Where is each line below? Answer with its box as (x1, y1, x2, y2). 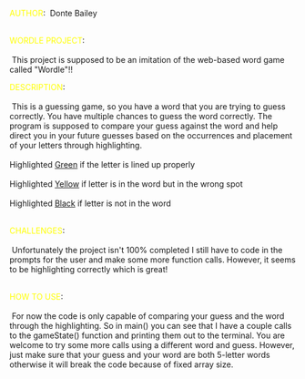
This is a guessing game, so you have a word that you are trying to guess (11, 101, 286, 112)
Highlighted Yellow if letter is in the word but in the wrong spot (9, 179, 243, 189)
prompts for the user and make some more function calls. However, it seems (9, 254, 296, 265)
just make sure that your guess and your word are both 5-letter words (9, 350, 270, 360)
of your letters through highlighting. (9, 140, 143, 150)
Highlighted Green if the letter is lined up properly (9, 159, 196, 169)
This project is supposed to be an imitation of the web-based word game (11, 55, 285, 65)
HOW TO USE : (9, 292, 64, 302)
